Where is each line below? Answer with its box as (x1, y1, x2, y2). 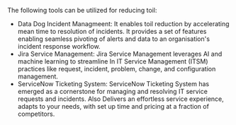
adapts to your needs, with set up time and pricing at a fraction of (17, 102, 209, 110)
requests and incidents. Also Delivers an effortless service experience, (17, 95, 225, 103)
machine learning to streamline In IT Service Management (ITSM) (17, 57, 208, 66)
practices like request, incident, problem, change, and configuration (17, 65, 216, 73)
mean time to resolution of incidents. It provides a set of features (17, 28, 207, 35)
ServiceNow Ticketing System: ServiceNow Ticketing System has (17, 80, 210, 88)
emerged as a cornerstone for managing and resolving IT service (17, 88, 208, 95)
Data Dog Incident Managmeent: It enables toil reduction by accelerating (17, 20, 230, 28)
